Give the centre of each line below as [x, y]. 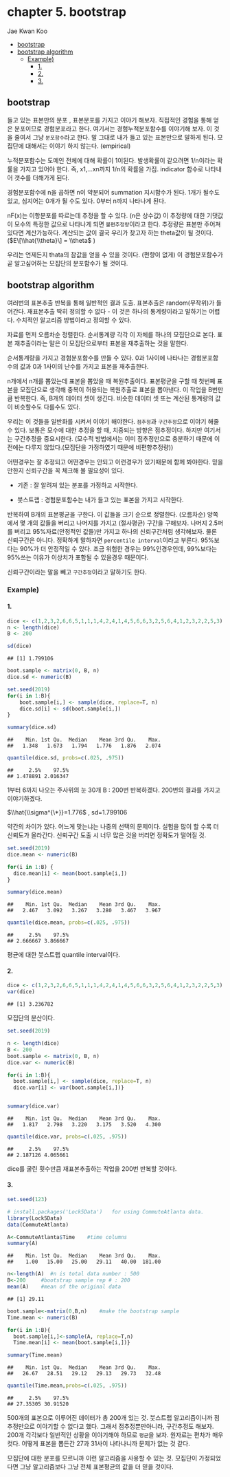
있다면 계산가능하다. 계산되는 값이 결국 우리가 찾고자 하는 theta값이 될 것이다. [111, 233]
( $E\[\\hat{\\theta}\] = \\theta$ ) [51, 240]
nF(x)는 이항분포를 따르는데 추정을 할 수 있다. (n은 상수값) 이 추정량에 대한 [106, 215]
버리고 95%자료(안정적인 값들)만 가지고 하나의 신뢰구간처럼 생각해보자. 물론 [116, 531]
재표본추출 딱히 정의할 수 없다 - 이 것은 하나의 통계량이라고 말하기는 [117, 311]
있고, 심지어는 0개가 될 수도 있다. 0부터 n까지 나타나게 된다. [87, 201]
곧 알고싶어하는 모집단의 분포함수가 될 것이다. [68, 263]
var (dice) [21, 992]
